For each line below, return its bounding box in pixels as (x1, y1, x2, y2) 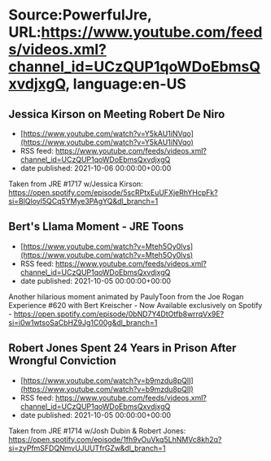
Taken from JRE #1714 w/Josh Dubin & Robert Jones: (8, 425, 186, 436)
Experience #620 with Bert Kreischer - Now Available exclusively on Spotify (8, 300, 263, 310)
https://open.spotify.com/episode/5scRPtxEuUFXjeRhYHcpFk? (8, 188, 218, 197)
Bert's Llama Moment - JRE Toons (8, 220, 185, 233)
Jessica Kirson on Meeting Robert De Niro (8, 107, 225, 121)
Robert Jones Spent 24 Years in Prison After (8, 341, 237, 355)
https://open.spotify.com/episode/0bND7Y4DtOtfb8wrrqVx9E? (13, 309, 225, 319)
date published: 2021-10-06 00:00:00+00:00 (20, 163, 172, 172)
